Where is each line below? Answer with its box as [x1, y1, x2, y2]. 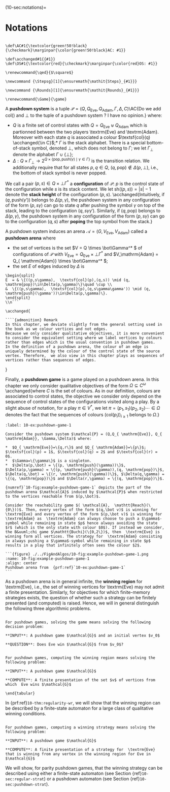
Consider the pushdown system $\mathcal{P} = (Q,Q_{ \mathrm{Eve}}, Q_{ [5, 432, 162, 437]
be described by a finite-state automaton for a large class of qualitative [5, 705, 154, 711]
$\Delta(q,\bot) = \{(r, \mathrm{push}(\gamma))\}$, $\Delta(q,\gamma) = [5, 471, 165, 477]
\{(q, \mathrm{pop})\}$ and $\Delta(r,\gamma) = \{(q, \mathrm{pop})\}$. [5, 476, 165, 481]
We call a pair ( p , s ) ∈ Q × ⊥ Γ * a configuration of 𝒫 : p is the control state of [5, 179, 164, 187]
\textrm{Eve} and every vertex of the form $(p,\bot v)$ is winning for [5, 511, 162, 516]
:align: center [5, 560, 38, 566]
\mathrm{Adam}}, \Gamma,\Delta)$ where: [5, 436, 92, 441]
